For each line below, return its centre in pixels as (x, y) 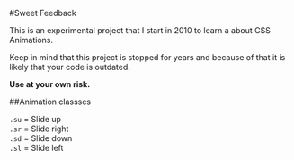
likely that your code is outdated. (70, 67)
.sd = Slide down (41, 138)
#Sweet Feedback (43, 13)
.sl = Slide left (36, 148)
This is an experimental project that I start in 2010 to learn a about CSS (140, 30)
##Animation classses (50, 102)
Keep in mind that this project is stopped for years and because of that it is (147, 57)
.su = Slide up (35, 119)
